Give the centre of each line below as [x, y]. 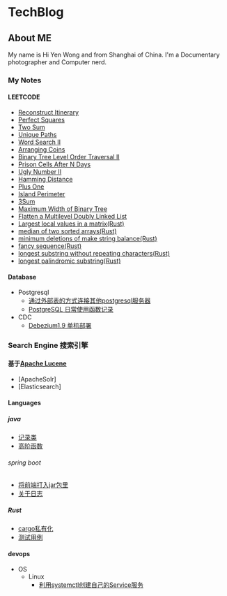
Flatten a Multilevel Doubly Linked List [72, 217]
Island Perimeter [41, 194]
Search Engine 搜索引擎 [48, 345]
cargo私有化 [36, 529]
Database [22, 277]
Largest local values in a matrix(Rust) [71, 224]
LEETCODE [24, 97]
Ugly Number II [40, 172]
